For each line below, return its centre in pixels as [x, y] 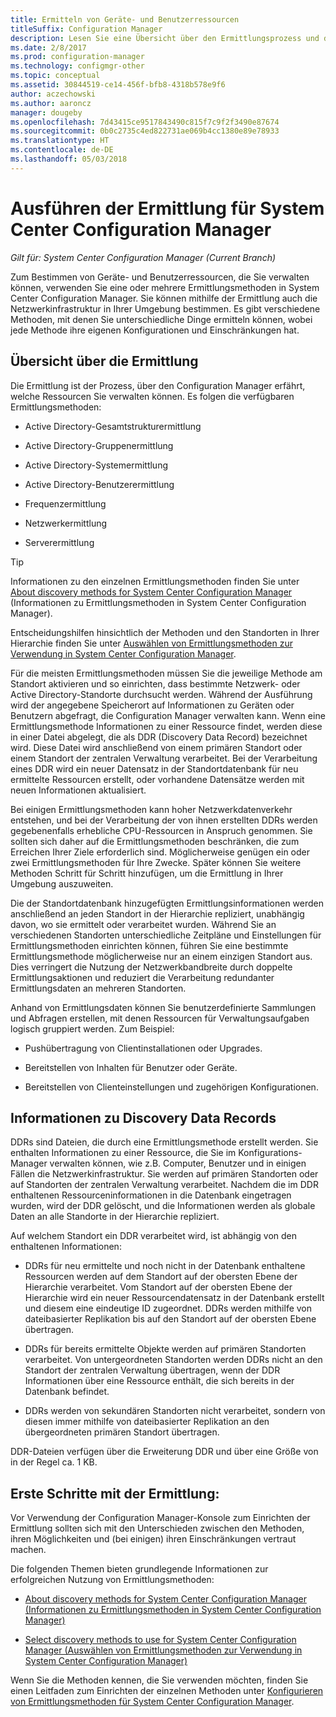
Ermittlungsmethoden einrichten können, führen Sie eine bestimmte [149, 945]
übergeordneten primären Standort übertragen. [122, 1432]
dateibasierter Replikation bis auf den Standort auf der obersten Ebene [170, 1319]
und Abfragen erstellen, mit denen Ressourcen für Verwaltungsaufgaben [160, 1018]
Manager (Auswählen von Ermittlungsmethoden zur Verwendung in [163, 1650]
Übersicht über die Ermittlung [104, 361]
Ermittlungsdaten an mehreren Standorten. [98, 988]
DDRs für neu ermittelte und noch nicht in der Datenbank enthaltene [165, 1266]
